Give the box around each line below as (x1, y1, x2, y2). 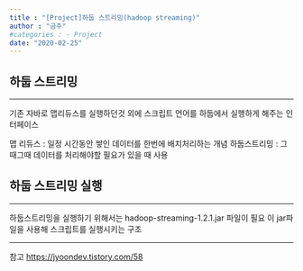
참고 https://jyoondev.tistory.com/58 (9, 251, 143, 262)
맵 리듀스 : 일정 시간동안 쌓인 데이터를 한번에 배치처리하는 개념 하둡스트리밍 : (9, 139, 279, 149)
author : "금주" (9, 22, 67, 31)
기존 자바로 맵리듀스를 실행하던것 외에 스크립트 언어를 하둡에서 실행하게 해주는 (9, 108, 284, 119)
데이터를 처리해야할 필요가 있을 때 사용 (32, 149, 169, 160)
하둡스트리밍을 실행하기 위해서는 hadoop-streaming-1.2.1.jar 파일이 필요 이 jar (9, 212, 287, 223)
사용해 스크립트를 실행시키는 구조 (25, 223, 142, 234)
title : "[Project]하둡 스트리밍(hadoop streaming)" (9, 13, 200, 23)
